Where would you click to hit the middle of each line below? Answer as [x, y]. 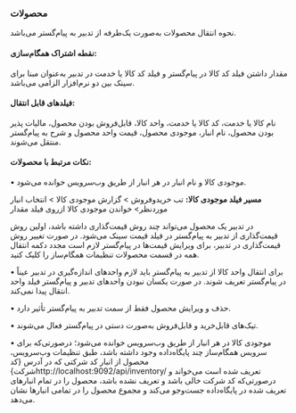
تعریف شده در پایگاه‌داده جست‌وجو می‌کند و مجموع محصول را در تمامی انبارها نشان [148, 390]
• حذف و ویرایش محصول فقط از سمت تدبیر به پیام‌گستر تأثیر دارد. [120, 308]
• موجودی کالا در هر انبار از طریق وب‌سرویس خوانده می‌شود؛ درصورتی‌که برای [141, 343]
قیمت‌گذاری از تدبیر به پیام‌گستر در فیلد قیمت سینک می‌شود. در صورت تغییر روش [144, 235]
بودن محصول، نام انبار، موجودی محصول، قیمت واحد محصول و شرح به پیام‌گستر [142, 132]
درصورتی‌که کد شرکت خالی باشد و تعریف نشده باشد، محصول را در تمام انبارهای [143, 380]
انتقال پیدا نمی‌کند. [40, 290]
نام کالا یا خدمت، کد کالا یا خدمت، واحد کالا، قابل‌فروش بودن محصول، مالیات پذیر [143, 122]
